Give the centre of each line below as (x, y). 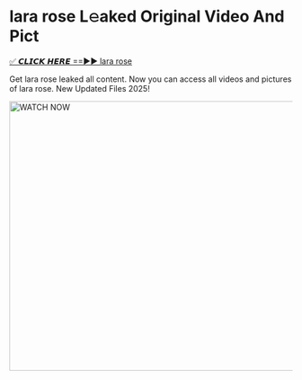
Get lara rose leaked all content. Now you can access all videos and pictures (151, 79)
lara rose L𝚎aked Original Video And (147, 17)
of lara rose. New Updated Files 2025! (80, 88)
